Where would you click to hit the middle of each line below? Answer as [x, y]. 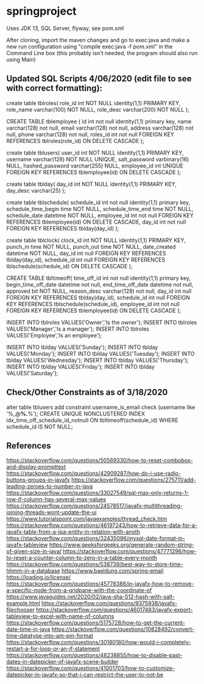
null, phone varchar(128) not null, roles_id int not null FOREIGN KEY [90, 134]
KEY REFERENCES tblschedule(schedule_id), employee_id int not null [93, 304]
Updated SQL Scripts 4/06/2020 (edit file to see [99, 79]
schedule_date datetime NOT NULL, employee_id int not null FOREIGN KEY [100, 215]
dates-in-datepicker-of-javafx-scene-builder [62, 662]
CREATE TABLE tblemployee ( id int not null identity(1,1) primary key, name [99, 121]
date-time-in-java [28, 629]
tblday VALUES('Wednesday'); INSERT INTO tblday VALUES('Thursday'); [97, 360]
